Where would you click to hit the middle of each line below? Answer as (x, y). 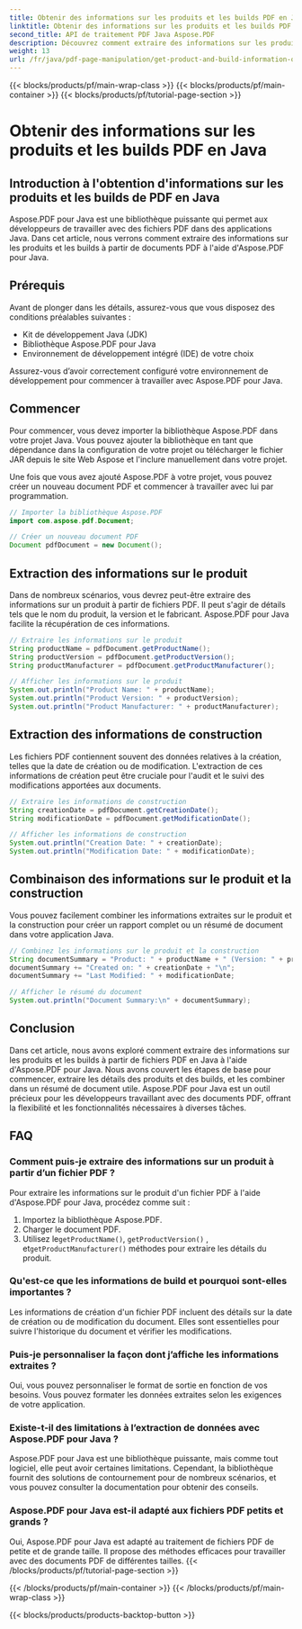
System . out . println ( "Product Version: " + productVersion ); (124, 699)
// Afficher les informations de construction (98, 835)
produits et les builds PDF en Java (138, 150)
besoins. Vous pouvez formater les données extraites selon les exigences (146, 1395)
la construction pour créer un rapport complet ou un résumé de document (146, 925)
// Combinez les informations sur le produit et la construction (134, 951)
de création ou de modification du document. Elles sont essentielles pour (145, 1321)
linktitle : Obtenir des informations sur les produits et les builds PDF (151, 26)
